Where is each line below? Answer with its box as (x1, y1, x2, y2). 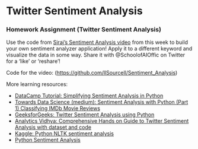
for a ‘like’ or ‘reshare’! (6, 58, 60, 65)
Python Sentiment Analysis (14, 137, 81, 144)
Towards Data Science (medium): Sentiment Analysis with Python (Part (14, 99, 189, 106)
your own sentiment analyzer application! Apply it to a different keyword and (6, 45, 193, 52)
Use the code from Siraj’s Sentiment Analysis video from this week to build (6, 39, 189, 46)
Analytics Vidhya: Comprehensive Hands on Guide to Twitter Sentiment (14, 118, 189, 125)
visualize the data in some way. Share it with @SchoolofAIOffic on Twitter (6, 52, 186, 59)
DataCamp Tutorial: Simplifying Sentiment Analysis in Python (14, 92, 164, 99)
